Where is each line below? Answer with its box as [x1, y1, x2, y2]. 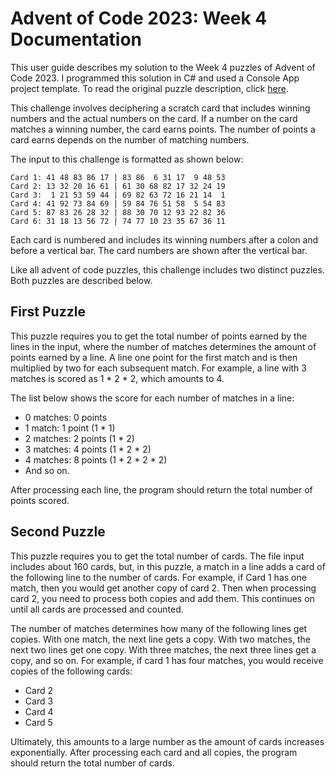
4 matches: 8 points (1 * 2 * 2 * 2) [24, 453, 168, 466]
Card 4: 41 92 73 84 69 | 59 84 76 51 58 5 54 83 [10, 198, 226, 209]
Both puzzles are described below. [10, 274, 153, 286]
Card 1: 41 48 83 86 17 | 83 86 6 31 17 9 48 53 [10, 172, 226, 182]
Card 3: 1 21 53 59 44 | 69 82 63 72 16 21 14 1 [10, 190, 226, 200]
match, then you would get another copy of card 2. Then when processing [10, 582, 317, 594]
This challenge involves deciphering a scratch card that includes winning [10, 102, 311, 114]
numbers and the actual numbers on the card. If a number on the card [10, 112, 298, 124]
